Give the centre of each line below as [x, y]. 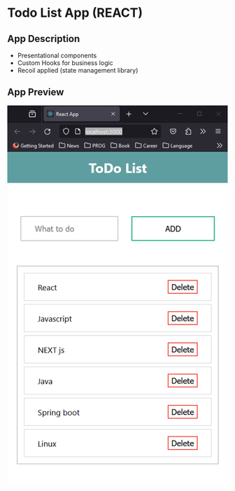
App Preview [36, 92]
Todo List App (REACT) [75, 13]
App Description [44, 39]
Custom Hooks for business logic [65, 63]
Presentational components [57, 55]
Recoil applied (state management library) [78, 70]
